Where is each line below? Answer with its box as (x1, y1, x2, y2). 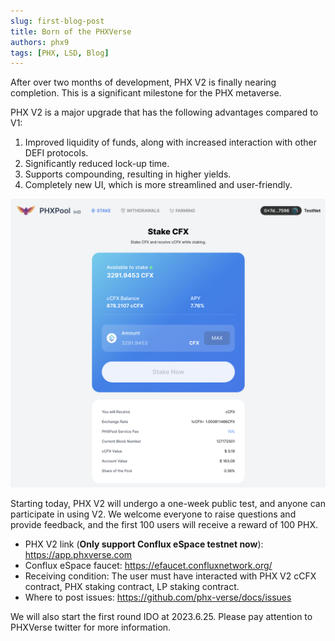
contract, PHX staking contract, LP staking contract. (24, 581, 240, 593)
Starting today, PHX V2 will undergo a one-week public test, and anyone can (10, 498, 326, 510)
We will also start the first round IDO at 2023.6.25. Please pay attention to (10, 611, 313, 623)
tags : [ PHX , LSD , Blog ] (10, 48, 110, 58)
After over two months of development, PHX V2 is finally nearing (10, 76, 277, 89)
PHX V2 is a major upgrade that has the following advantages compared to (10, 106, 319, 119)
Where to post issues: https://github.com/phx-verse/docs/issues (24, 591, 292, 604)
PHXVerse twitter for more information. (10, 621, 172, 634)
